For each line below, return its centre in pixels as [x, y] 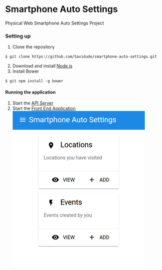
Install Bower [26, 71]
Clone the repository [33, 47]
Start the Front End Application [44, 108]
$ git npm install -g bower [34, 81]
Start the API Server [33, 103]
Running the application [30, 92]
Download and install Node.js [42, 66]
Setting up [18, 36]
